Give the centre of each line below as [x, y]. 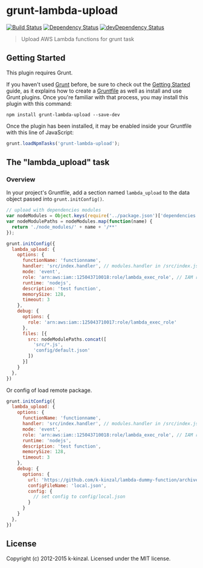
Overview [21, 179]
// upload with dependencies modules [54, 210]
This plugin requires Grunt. [40, 73]
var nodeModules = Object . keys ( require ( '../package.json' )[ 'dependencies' [102, 216]
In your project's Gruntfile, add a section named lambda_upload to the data [98, 193]
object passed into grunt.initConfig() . [55, 199]
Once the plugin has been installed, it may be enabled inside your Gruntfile [99, 126]
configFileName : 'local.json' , [67, 485]
